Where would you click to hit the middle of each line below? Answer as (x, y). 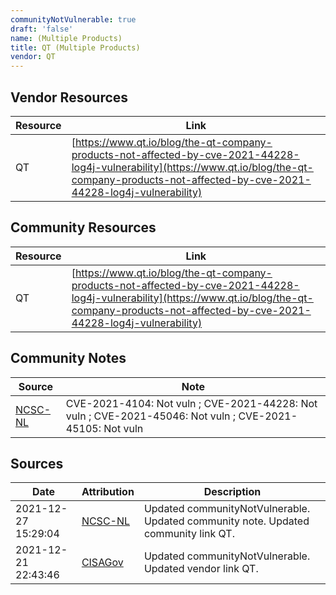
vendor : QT (33, 57)
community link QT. (189, 534)
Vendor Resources (69, 97)
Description (232, 492)
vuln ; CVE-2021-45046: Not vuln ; (151, 416)
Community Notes (68, 358)
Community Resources (83, 227)
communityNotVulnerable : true (73, 19)
